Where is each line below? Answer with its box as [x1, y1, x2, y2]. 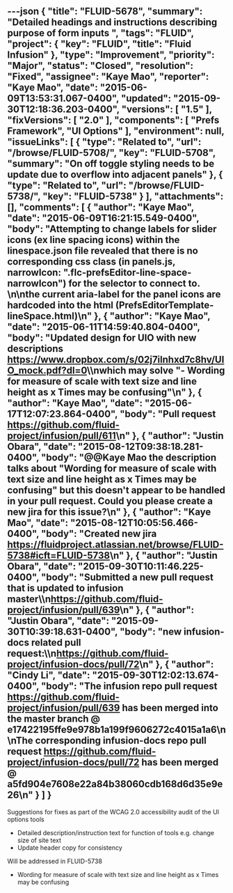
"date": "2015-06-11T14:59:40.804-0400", [7, 321, 200, 333]
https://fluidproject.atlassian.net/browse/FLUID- [7, 539, 224, 551]
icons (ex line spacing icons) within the [7, 234, 180, 246]
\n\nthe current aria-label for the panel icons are [7, 288, 221, 300]
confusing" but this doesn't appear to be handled [7, 484, 226, 497]
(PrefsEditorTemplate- [115, 300, 214, 311]
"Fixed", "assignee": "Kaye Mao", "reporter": [7, 71, 209, 83]
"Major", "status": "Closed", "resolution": [7, 60, 193, 72]
